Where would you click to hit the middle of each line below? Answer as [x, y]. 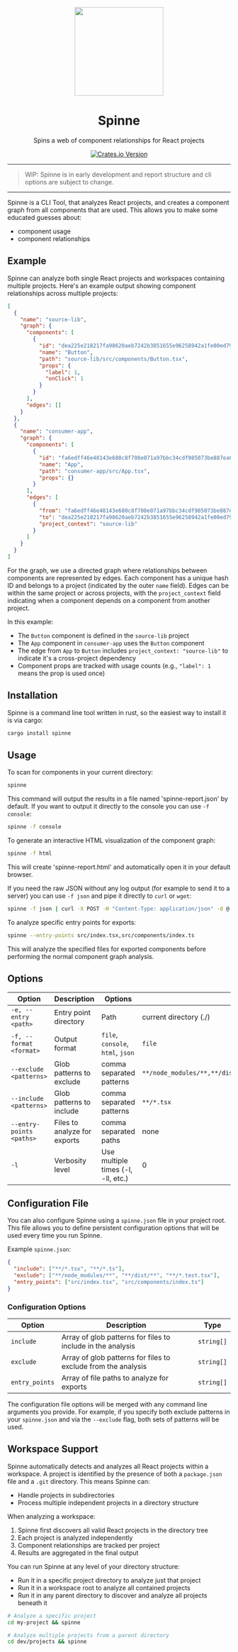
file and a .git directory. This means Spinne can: [79, 1481]
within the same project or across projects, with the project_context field [114, 593]
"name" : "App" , [61, 465]
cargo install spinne [39, 733]
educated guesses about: [45, 217]
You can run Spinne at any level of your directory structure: [93, 1566]
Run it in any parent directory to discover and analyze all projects [112, 1595]
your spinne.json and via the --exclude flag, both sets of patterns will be [113, 1419]
